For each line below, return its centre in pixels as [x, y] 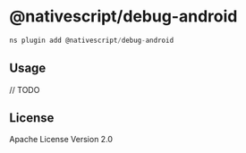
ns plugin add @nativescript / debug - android [92, 40]
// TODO [25, 89]
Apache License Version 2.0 [61, 140]
